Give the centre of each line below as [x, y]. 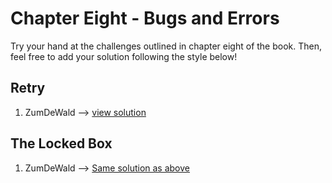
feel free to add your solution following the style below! [124, 56]
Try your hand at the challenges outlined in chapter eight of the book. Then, [166, 46]
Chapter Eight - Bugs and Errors [145, 18]
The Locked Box [61, 143]
